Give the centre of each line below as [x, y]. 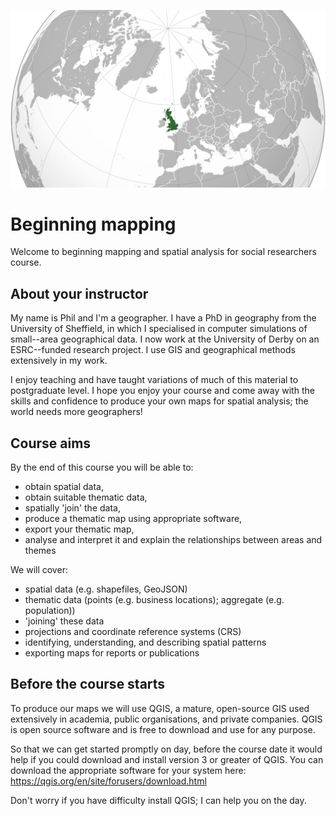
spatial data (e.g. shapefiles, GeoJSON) [106, 589]
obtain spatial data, [64, 487]
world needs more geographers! [76, 412]
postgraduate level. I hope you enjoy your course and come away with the [162, 391]
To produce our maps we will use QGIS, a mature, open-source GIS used [160, 708]
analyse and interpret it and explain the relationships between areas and [173, 540]
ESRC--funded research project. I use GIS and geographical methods [153, 350]
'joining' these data [64, 621]
